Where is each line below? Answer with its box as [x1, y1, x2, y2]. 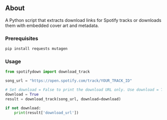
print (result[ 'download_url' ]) [14, 110, 79, 115]
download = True [5, 92, 39, 97]
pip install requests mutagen [5, 46, 68, 51]
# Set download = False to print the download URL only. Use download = [5, 87, 159, 93]
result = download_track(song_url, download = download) [5, 97, 121, 102]
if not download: [5, 106, 41, 111]
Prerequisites [5, 35, 38, 42]
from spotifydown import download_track [5, 69, 90, 74]
